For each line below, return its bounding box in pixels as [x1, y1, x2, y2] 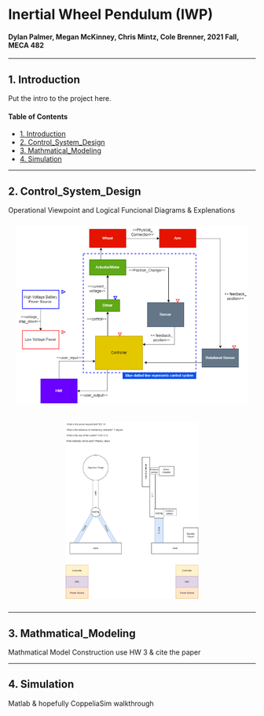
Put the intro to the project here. [8, 94, 112, 103]
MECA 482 [8, 40, 45, 50]
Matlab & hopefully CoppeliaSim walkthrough [8, 699, 155, 708]
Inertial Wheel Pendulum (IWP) [8, 6, 214, 24]
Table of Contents [8, 112, 68, 121]
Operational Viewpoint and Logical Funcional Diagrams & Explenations [8, 206, 236, 215]
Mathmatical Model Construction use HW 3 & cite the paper [8, 647, 201, 657]
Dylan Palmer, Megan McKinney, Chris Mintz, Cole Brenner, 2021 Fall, [8, 32, 240, 41]
